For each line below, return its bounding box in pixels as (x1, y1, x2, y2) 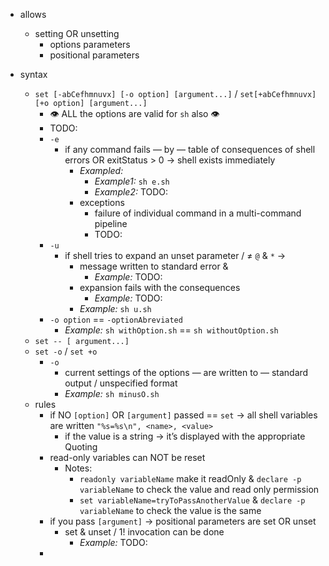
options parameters (49, 39, 131, 50)
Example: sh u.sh (79, 303, 152, 314)
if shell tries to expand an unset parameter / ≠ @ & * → (64, 250, 287, 261)
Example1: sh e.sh (94, 175, 170, 187)
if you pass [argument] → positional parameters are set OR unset (49, 515, 317, 527)
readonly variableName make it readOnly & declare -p (79, 473, 302, 484)
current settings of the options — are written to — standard (64, 367, 309, 378)
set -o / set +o (34, 345, 98, 357)
